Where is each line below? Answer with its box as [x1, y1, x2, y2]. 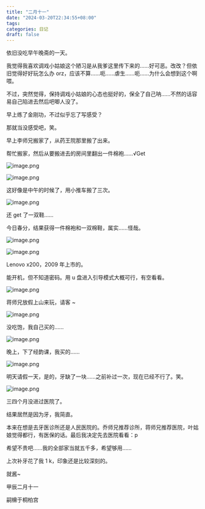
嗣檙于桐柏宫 [6, 496, 38, 504]
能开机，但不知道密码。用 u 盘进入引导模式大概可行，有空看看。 [6, 274, 168, 281]
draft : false [6, 32, 40, 38]
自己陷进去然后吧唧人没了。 [11, 98, 81, 106]
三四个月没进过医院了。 [6, 398, 65, 405]
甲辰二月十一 [6, 483, 38, 491]
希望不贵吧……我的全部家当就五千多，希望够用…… [6, 444, 132, 452]
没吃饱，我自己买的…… [6, 323, 64, 331]
